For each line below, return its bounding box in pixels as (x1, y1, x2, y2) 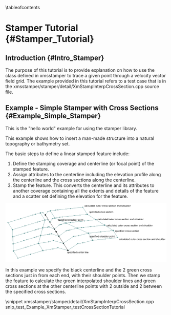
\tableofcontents (5, 5, 40, 10)
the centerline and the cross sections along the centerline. (12, 177, 136, 183)
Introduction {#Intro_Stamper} (5, 53, 104, 62)
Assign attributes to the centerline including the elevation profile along (12, 171, 161, 177)
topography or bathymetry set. (5, 140, 70, 146)
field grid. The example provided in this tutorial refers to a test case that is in (5, 78, 166, 84)
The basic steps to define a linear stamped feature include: (5, 151, 130, 157)
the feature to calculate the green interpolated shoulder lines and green (5, 278, 156, 284)
